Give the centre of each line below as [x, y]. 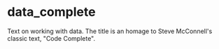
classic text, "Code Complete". [51, 38]
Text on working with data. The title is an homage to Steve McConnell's [110, 31]
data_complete [51, 12]
